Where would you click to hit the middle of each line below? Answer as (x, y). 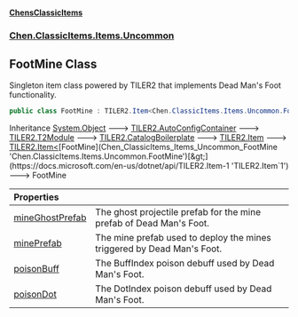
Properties (36, 197)
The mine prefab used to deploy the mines (184, 238)
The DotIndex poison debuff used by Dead (184, 289)
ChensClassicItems (46, 12)
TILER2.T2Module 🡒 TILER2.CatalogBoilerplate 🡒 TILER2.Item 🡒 (148, 138)
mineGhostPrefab (50, 218)
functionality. (33, 95)
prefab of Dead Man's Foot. (153, 224)
